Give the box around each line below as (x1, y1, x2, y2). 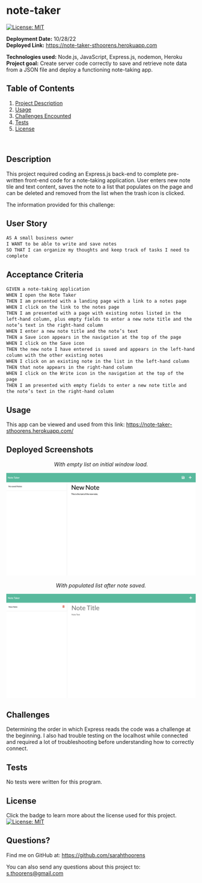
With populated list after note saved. (56, 582, 146, 589)
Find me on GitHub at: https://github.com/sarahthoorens (6, 851, 145, 858)
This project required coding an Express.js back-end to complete (6, 170, 167, 178)
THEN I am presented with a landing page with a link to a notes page (6, 299, 187, 305)
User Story (6, 218, 47, 229)
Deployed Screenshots (6, 445, 94, 455)
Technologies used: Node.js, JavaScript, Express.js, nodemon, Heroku (6, 53, 183, 60)
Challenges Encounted (14, 112, 72, 119)
